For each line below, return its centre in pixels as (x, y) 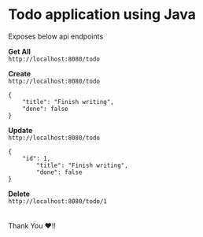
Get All (20, 51)
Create (20, 73)
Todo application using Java (102, 15)
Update (20, 130)
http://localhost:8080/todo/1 (58, 201)
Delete (19, 194)
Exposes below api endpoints (56, 36)
